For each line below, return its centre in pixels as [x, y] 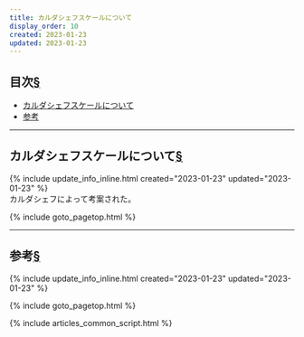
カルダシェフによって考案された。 [73, 199]
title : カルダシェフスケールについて [71, 18]
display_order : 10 [44, 26]
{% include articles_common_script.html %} [91, 323]
